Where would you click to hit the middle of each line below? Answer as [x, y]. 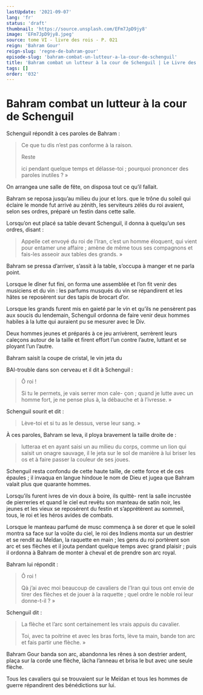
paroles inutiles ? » [45, 175]
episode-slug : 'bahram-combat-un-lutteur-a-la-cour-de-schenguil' [92, 57]
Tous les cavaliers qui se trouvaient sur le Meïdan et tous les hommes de [97, 679]
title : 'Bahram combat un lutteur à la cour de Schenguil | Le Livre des [101, 62]
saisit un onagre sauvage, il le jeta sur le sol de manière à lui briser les [108, 453]
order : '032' [23, 74]
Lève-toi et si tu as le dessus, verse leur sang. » [81, 423]
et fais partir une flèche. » [53, 642]
